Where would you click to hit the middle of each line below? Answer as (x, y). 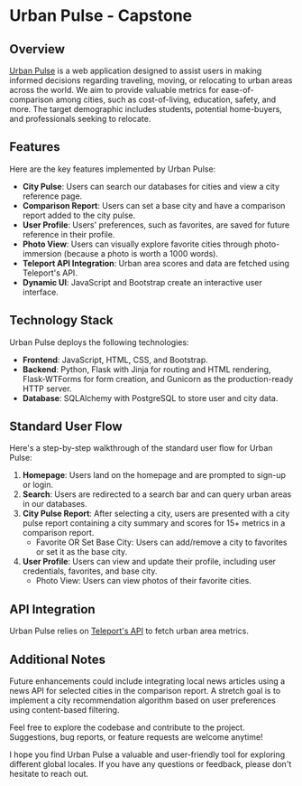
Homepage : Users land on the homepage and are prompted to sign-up (154, 475)
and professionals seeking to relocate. (80, 119)
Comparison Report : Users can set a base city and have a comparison (154, 205)
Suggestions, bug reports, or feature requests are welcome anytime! (136, 737)
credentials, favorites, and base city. (90, 571)
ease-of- (237, 90)
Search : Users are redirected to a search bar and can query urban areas (157, 494)
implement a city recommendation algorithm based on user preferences (143, 700)
